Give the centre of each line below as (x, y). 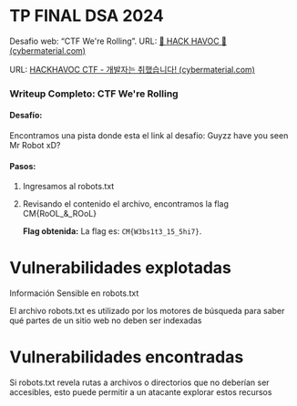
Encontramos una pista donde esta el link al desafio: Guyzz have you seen (149, 136)
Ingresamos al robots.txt (68, 187)
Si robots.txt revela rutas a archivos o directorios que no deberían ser (140, 382)
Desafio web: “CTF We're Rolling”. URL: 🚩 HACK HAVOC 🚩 (118, 41)
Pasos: (23, 166)
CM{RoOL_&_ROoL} (60, 214)
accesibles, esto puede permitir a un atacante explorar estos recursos (141, 392)
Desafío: (26, 116)
